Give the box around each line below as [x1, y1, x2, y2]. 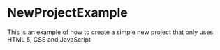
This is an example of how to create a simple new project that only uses [7, 28, 214, 36]
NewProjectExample [7, 5, 128, 21]
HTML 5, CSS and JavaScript [7, 35, 91, 43]
